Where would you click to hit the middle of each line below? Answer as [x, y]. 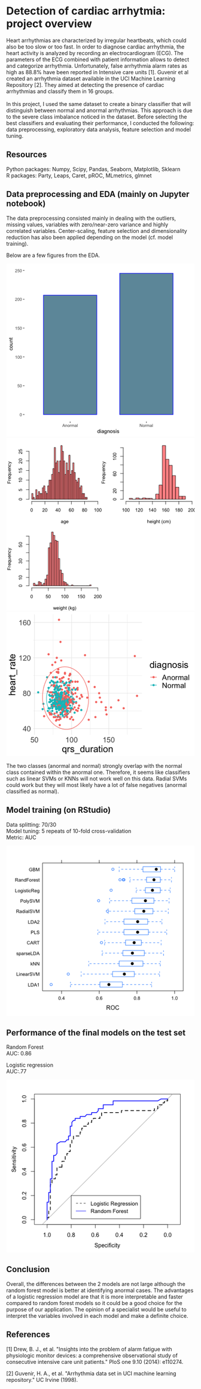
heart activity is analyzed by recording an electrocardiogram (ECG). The [95, 53]
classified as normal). [33, 791]
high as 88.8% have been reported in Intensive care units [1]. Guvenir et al [98, 72]
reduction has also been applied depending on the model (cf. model [90, 237]
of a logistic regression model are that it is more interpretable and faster [95, 1296]
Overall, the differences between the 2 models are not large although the [96, 1284]
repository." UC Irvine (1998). [42, 1379]
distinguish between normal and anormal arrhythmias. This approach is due [99, 110]
